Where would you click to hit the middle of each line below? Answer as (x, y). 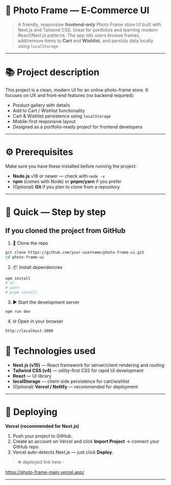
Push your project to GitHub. (42, 436)
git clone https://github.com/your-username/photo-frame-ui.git (75, 252)
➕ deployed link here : (41, 462)
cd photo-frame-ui (25, 257)
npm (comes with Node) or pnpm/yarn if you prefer (67, 181)
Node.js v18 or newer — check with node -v (59, 176)
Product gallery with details (41, 105)
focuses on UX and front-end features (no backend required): (70, 95)
